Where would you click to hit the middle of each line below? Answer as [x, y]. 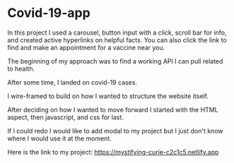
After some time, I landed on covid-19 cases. [72, 82]
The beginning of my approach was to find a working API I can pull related [115, 61]
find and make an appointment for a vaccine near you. [86, 47]
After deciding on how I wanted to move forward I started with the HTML [113, 109]
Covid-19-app [49, 13]
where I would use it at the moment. [59, 138]
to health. [21, 68]
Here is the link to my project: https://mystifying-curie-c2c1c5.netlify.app [113, 152]
